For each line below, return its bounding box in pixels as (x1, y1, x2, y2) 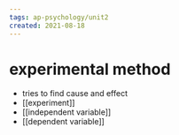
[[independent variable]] (21, 107, 112, 117)
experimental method (9, 59, 171, 79)
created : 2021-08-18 (9, 21, 86, 30)
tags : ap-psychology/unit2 (9, 12, 109, 22)
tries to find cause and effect (21, 88, 128, 99)
